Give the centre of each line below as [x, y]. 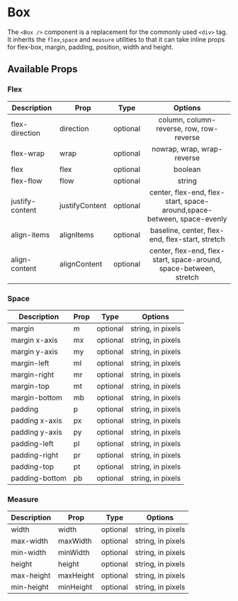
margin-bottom [36, 397]
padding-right [35, 455]
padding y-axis [36, 432]
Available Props [42, 69]
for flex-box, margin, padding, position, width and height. [90, 47]
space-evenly [204, 219]
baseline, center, [178, 230]
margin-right [33, 374]
